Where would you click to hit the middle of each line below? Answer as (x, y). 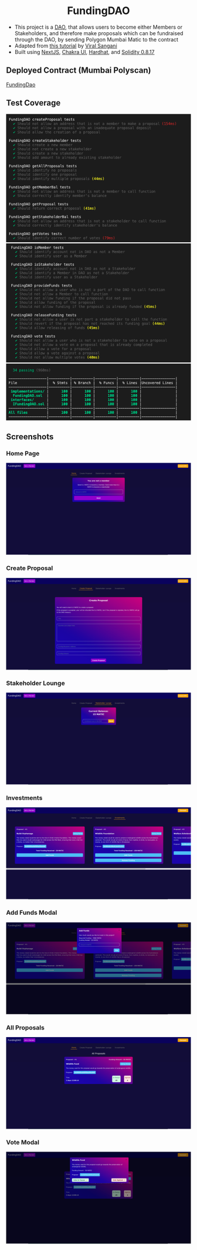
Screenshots (30, 437)
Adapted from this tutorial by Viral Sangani (66, 46)
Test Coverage (33, 103)
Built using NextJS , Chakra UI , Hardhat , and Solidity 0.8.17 (84, 52)
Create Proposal (30, 568)
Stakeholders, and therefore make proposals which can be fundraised (99, 33)
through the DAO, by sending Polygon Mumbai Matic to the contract (96, 39)
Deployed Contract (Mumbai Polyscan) (79, 71)
